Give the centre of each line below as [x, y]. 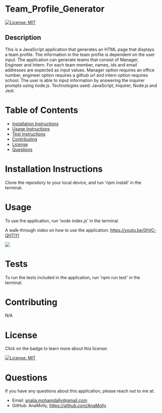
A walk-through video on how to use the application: [57, 230]
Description [23, 38]
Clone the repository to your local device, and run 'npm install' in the [73, 182]
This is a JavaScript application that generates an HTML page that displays [80, 49]
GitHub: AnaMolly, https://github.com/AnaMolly [59, 406]
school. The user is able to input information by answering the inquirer [75, 80]
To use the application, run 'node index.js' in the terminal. [62, 221]
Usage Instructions [31, 129]
